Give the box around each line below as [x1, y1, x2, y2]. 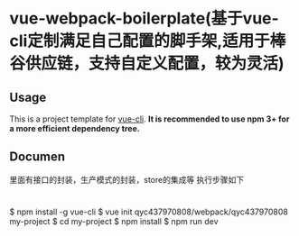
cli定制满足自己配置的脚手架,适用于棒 [9, 31, 286, 51]
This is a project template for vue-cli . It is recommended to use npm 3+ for [9, 113, 290, 124]
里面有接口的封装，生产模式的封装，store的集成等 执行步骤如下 [9, 174, 245, 185]
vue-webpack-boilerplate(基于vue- [9, 8, 280, 29]
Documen [9, 150, 66, 165]
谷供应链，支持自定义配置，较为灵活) [9, 53, 285, 74]
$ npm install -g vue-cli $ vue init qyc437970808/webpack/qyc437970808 [9, 206, 289, 217]
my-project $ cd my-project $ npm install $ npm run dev [9, 216, 219, 226]
